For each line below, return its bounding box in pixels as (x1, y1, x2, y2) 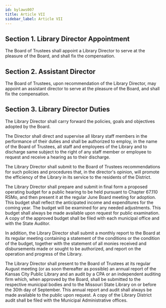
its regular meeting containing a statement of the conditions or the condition (5, 235, 160, 241)
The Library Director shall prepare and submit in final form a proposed (5, 184, 148, 190)
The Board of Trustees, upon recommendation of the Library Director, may (5, 80, 157, 86)
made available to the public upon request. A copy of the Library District (5, 292, 152, 298)
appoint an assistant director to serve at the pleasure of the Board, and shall (5, 86, 160, 91)
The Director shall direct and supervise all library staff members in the (5, 133, 148, 139)
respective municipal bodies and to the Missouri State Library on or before (5, 281, 157, 287)
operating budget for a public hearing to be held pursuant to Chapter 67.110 (5, 189, 158, 195)
